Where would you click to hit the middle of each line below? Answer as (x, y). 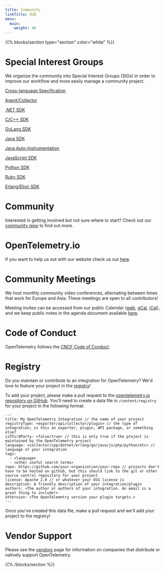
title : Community (23, 10)
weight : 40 (25, 28)
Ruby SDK (15, 177)
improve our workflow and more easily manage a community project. (75, 81)
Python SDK (17, 167)
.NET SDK (15, 110)
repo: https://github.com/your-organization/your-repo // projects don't (82, 467)
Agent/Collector (21, 100)
